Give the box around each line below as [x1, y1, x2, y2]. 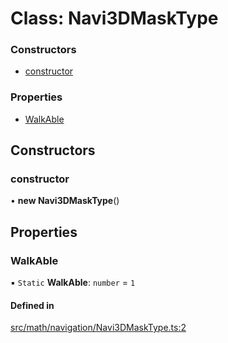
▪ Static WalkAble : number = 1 [10, 277, 136, 289]
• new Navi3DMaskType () [10, 195, 120, 207]
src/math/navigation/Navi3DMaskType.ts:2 [10, 322, 187, 334]
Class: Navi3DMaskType [10, 7, 219, 30]
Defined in [10, 299, 55, 311]
